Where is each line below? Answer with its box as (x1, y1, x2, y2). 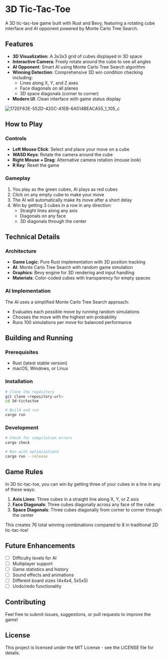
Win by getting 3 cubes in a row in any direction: (12, 202, 112, 208)
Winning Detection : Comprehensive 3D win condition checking (12, 69, 143, 75)
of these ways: (5, 486, 36, 492)
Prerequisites (5, 349, 38, 356)
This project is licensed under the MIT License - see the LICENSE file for (5, 644, 154, 650)
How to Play (5, 120, 43, 129)
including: (12, 74, 33, 81)
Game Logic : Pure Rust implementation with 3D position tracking (12, 259, 146, 265)
